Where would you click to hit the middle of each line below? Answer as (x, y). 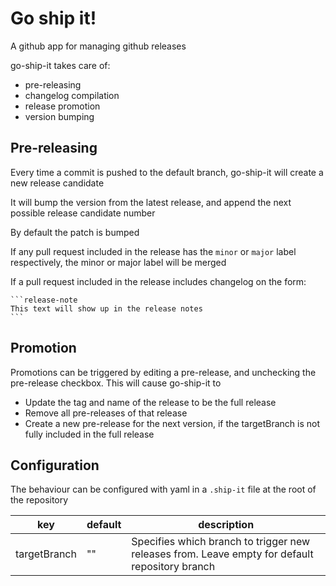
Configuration (55, 465)
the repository (39, 500)
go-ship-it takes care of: (60, 65)
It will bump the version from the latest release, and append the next (151, 202)
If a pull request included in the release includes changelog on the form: (158, 281)
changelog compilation (72, 95)
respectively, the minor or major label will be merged (118, 262)
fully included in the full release (89, 434)
